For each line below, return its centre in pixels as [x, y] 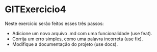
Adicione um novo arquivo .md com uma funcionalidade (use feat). [82, 33]
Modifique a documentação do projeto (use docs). [65, 44]
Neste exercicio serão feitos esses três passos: [54, 23]
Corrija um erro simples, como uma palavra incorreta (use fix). [77, 39]
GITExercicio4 [35, 9]
